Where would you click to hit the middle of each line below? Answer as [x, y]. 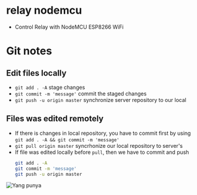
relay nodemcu [44, 10]
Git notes [29, 51]
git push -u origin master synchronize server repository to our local [101, 100]
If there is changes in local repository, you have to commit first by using [103, 133]
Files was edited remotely [55, 119]
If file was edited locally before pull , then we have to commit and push [102, 152]
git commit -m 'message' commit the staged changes [81, 94]
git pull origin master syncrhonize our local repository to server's [99, 146]
